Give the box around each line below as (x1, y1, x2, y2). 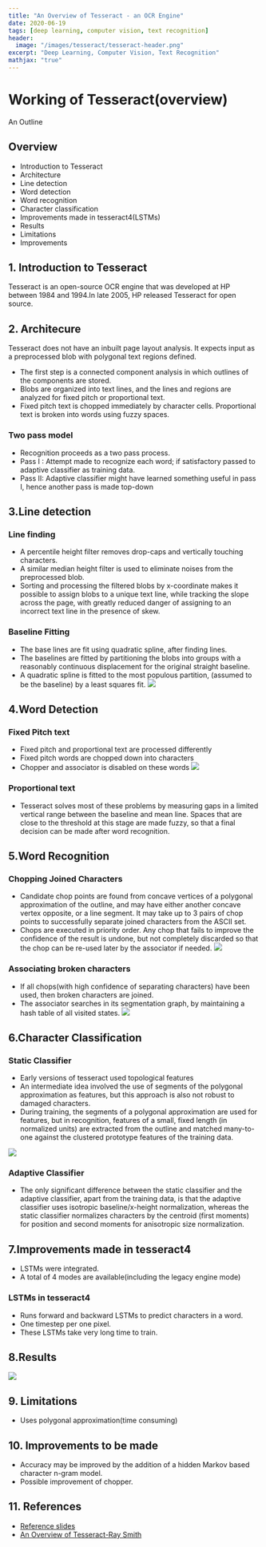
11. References (8, 1500, 82, 1513)
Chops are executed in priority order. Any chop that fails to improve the (19, 926, 254, 935)
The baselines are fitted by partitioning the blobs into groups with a (19, 653, 241, 663)
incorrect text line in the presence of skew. (19, 606, 161, 616)
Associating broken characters (8, 963, 131, 974)
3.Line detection (8, 505, 92, 518)
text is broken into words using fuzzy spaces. (19, 410, 170, 419)
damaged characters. (19, 1099, 91, 1109)
